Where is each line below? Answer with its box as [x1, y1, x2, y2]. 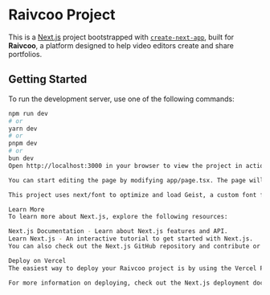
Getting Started [8, 72, 88, 86]
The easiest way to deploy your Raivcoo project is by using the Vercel [8, 264, 257, 272]
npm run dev [8, 109, 48, 117]
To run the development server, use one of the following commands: [8, 94, 235, 104]
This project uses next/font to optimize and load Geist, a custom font [8, 191, 257, 199]
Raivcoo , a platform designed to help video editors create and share [8, 40, 235, 50]
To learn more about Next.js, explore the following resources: [8, 213, 228, 221]
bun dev [8, 154, 35, 162]
